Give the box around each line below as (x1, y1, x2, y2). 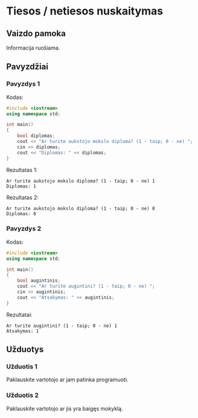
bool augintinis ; (17, 277, 61, 284)
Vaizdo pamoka (6, 28, 66, 39)
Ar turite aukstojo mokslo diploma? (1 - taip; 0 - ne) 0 (6, 205, 155, 212)
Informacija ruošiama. (6, 44, 60, 51)
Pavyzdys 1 (6, 80, 40, 88)
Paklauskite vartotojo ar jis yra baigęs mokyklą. (6, 405, 123, 412)
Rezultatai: (6, 311, 33, 318)
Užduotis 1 (6, 363, 38, 371)
